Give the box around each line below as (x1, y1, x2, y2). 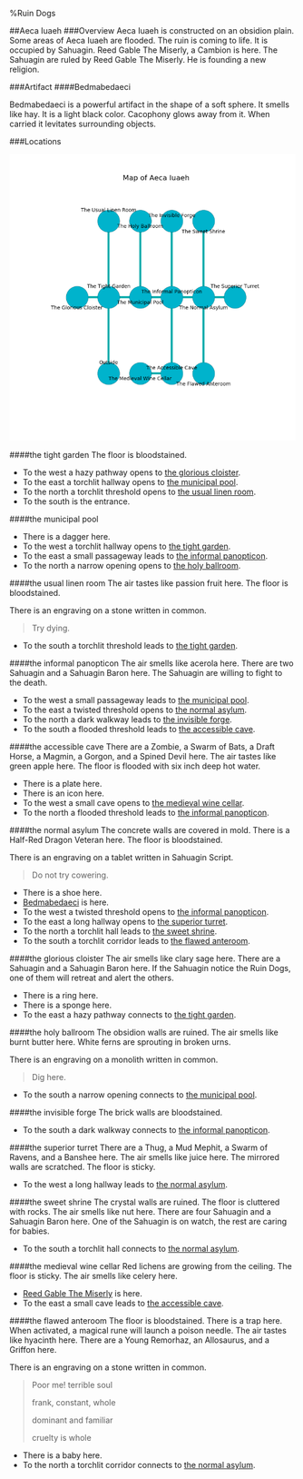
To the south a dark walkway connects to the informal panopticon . (22, 1125, 270, 1135)
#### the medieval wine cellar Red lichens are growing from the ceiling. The (9, 1261, 293, 1271)
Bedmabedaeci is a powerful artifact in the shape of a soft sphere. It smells (9, 99, 290, 110)
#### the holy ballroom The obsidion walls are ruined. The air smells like (9, 1027, 279, 1037)
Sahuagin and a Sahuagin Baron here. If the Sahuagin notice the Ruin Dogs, (9, 963, 291, 973)
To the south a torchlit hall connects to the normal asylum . (22, 1244, 240, 1254)
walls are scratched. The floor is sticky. (9, 1162, 156, 1172)
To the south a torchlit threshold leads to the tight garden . (22, 640, 239, 650)
